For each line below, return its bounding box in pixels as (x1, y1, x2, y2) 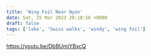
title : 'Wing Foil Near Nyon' (6, 9, 83, 15)
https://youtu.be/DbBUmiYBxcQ (6, 43, 86, 50)
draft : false (6, 20, 40, 26)
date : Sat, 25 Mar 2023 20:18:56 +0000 (6, 15, 108, 21)
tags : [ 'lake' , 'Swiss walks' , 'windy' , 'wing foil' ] (6, 26, 146, 32)
